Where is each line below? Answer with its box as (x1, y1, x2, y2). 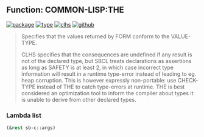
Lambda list (6, 111, 41, 119)
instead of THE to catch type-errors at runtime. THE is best (36, 83, 185, 90)
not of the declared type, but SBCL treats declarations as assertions (21, 57, 192, 64)
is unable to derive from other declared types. (21, 96, 137, 103)
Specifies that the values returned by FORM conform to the (21, 33, 170, 40)
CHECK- (177, 76, 199, 84)
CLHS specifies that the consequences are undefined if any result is (21, 51, 192, 58)
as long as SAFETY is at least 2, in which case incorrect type (21, 64, 174, 71)
